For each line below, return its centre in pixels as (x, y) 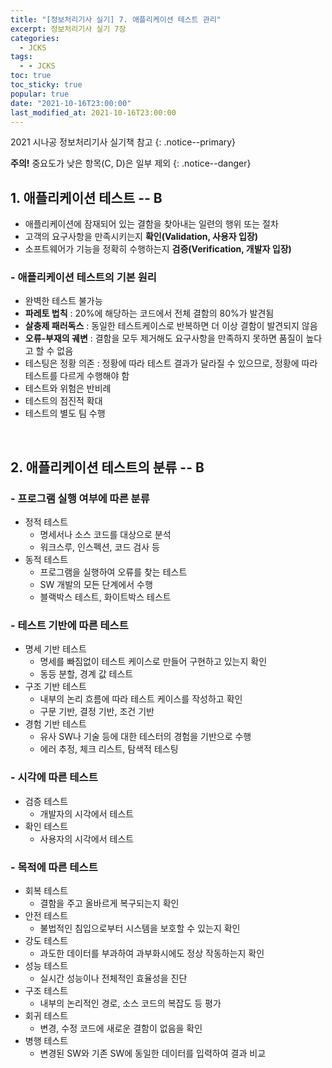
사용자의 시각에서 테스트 (87, 838)
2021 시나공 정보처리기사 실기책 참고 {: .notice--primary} (123, 142)
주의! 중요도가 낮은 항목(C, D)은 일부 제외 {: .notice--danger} (131, 163)
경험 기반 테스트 (55, 724)
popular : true (40, 94)
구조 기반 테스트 (55, 687)
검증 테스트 (46, 801)
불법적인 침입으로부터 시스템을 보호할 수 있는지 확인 (140, 928)
